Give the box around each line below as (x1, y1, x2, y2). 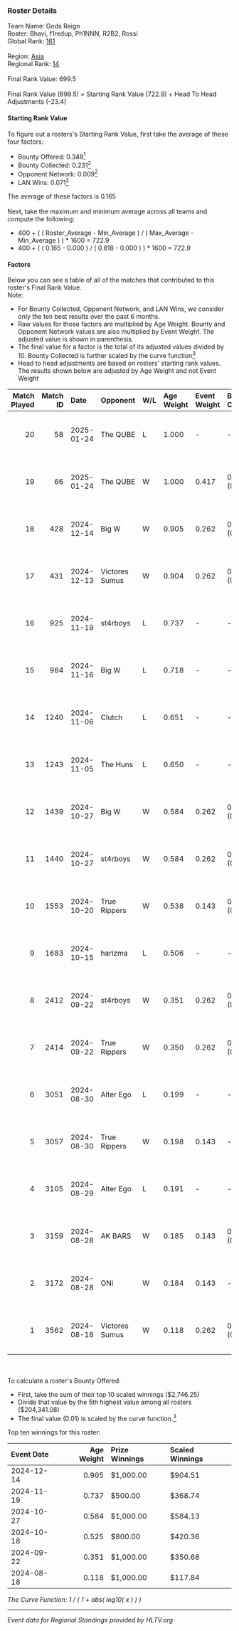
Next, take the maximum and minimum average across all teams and (7, 207, 208, 216)
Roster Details (7, 6, 58, 16)
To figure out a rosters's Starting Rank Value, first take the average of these (7, 130, 229, 138)
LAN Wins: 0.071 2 (17, 177, 70, 187)
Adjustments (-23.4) (7, 97, 67, 106)
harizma (100, 948, 128, 958)
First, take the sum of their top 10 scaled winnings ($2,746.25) (17, 1390, 200, 1398)
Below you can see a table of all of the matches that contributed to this (7, 276, 215, 285)
